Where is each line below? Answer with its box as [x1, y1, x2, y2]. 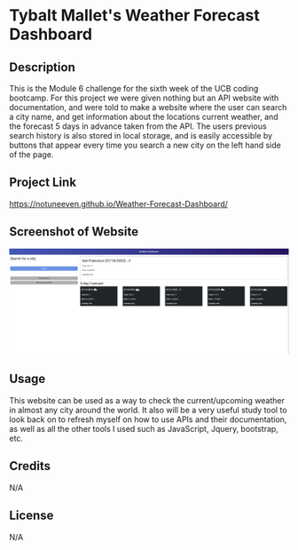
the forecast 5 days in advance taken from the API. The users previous [9, 121, 268, 132]
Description [9, 60, 75, 75]
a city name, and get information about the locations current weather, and [9, 112, 278, 122]
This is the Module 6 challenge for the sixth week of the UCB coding [9, 84, 259, 93]
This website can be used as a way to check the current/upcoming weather [9, 395, 286, 405]
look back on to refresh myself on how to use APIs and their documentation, [9, 414, 287, 425]
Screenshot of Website [9, 224, 139, 240]
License [9, 508, 54, 523]
